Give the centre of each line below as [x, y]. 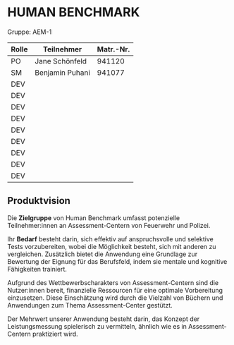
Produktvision [39, 201]
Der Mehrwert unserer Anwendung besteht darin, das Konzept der [104, 319]
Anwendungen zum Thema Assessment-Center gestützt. [90, 305]
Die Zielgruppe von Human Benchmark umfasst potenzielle [94, 218]
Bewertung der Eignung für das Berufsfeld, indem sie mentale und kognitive [117, 261]
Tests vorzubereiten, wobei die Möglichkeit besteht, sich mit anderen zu [112, 246]
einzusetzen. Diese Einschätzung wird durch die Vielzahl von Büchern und [115, 298]
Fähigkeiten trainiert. [37, 269]
